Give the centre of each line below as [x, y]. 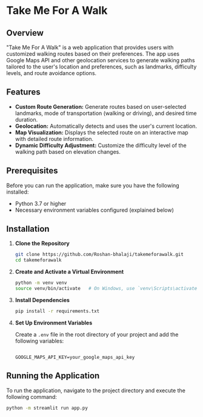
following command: [32, 396]
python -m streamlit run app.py [47, 408]
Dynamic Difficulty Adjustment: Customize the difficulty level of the [101, 145]
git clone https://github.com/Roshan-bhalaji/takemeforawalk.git [99, 255]
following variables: [39, 341]
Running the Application [53, 376]
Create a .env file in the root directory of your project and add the [97, 334]
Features [23, 92]
